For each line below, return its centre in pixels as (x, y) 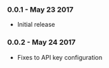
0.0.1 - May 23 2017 (40, 10)
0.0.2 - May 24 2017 (41, 43)
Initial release (36, 25)
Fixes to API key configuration (60, 57)
